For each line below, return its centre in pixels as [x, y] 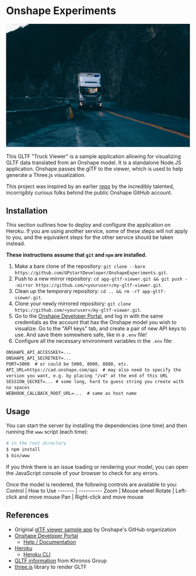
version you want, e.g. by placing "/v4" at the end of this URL [87, 376]
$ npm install [23, 449]
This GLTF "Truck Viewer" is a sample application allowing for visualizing [94, 156]
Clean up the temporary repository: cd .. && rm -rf [77, 291]
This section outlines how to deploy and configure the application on [88, 225]
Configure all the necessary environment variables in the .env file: [94, 341]
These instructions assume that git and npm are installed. [76, 255]
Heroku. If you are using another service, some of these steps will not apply [97, 231]
